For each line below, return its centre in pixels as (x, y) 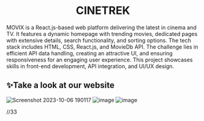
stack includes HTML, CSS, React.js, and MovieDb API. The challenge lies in (102, 47)
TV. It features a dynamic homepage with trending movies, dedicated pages (102, 33)
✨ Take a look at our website (61, 85)
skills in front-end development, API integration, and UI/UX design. (90, 66)
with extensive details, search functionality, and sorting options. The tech (99, 40)
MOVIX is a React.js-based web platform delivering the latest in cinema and (102, 27)
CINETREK (103, 11)
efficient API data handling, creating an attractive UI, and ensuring (89, 53)
